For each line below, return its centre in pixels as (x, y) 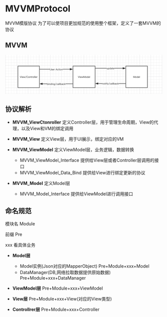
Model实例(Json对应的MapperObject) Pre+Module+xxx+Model (84, 266)
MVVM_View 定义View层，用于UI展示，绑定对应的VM (68, 139)
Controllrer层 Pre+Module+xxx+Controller (56, 310)
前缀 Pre (14, 234)
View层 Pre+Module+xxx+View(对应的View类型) (62, 299)
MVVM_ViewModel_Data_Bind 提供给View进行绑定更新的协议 (83, 172)
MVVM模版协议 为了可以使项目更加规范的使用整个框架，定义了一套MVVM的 (83, 23)
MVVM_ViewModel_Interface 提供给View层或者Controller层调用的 (87, 160)
